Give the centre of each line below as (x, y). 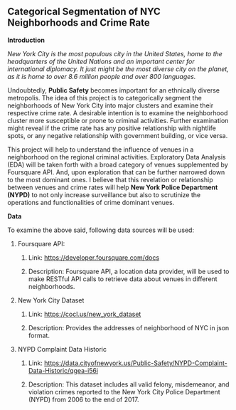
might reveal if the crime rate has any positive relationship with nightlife (112, 128)
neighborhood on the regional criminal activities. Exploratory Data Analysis (117, 157)
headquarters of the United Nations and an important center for (101, 61)
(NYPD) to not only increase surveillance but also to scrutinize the (104, 194)
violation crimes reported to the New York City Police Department (124, 391)
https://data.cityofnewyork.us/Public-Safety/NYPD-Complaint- (135, 363)
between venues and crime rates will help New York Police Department (113, 187)
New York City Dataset (51, 300)
